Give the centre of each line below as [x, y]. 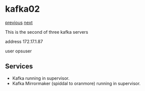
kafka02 [23, 9]
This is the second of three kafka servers [47, 32]
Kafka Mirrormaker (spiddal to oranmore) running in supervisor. [76, 83]
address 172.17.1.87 [24, 41]
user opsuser [18, 51]
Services [19, 66]
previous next [19, 23]
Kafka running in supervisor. [41, 78]
